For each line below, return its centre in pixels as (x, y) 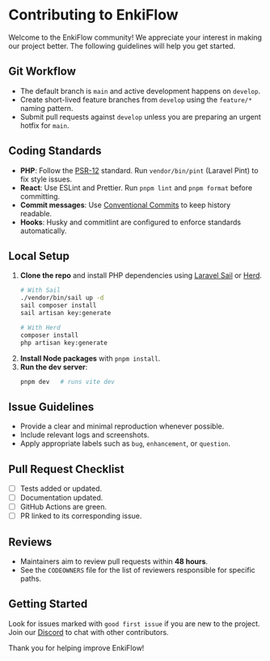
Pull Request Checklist (66, 469)
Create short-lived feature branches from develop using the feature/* (136, 100)
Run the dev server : (54, 367)
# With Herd (40, 327)
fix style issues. (46, 179)
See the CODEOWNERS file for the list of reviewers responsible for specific (138, 570)
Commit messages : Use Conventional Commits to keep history (125, 205)
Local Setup (39, 256)
